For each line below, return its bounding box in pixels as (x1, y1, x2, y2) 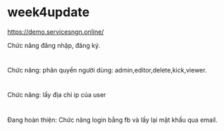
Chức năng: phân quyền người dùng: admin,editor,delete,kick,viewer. (7, 66, 207, 75)
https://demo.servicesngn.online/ (7, 27, 104, 36)
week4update (7, 4, 90, 20)
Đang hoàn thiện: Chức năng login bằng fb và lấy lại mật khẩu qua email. (7, 116, 218, 124)
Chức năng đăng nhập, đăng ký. (7, 41, 101, 49)
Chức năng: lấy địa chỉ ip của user (7, 91, 106, 99)
